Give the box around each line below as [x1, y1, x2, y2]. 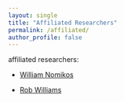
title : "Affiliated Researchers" [8, 19, 118, 27]
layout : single [8, 11, 58, 20]
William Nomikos [19, 70, 74, 79]
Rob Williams [19, 86, 62, 95]
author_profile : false [8, 33, 82, 42]
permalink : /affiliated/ [8, 26, 89, 34]
